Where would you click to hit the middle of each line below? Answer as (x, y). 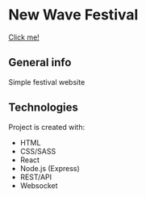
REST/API (36, 177)
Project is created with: (47, 127)
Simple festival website (47, 82)
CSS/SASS (38, 151)
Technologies (44, 108)
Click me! (24, 37)
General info (40, 63)
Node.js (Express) (50, 168)
